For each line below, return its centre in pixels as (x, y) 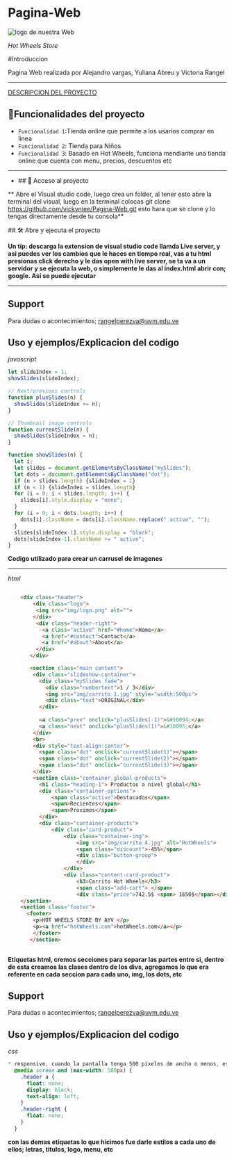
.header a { (37, 1077)
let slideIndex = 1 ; (38, 372)
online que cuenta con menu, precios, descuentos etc (95, 161)
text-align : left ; (53, 1096)
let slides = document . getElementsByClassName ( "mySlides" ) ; (103, 468)
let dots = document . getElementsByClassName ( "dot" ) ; (92, 474)
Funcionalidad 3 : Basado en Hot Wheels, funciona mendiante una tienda (122, 153)
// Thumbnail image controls (50, 423)
